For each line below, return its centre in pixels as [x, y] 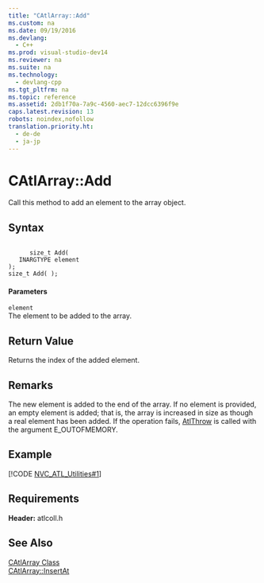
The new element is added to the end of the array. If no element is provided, [132, 404]
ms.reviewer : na [35, 60]
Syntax [26, 227]
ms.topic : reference [42, 97]
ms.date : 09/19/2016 [42, 30]
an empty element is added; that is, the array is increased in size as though [131, 413]
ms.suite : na [30, 68]
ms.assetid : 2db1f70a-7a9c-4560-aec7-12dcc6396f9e [94, 104]
